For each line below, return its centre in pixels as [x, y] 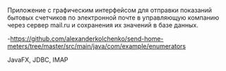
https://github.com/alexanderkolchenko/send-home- [87, 39]
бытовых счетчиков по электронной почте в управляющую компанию [113, 18]
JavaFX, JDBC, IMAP [38, 60]
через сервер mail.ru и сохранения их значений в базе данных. [103, 25]
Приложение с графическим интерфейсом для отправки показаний [110, 10]
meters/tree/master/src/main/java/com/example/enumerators [96, 46]
